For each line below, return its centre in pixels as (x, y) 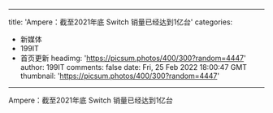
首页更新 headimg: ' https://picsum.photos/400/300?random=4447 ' (133, 58)
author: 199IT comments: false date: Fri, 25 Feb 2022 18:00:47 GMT (134, 67)
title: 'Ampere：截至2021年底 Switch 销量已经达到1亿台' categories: (121, 22)
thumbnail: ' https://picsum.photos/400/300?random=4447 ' (120, 76)
